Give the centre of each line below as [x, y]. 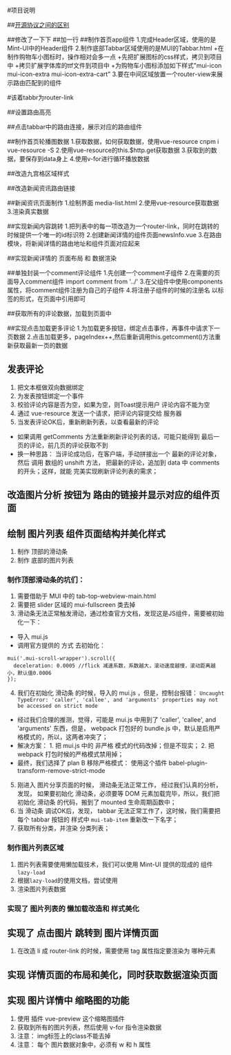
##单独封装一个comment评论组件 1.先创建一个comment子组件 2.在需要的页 [114, 273]
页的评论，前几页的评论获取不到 [62, 445]
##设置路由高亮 [29, 112]
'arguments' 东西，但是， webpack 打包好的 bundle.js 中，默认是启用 [116, 729]
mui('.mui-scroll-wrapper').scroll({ [61, 659]
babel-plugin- [188, 763]
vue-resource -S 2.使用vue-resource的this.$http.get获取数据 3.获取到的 [109, 150]
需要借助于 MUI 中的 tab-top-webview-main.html [87, 596]
